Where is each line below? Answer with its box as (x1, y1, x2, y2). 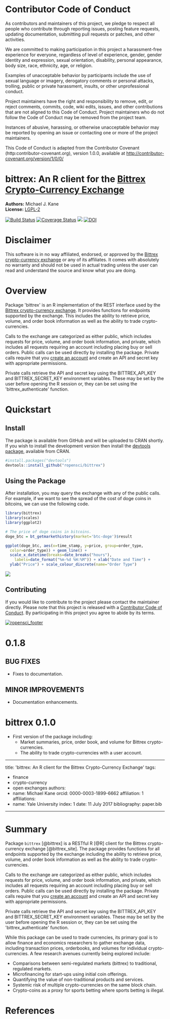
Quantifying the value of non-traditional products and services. (12, 976, 144, 983)
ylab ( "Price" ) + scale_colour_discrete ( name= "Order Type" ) (10, 562, 137, 567)
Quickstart (5, 404, 52, 415)
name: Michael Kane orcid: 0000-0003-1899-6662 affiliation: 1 (12, 790, 144, 796)
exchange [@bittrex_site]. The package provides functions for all (25, 845, 160, 852)
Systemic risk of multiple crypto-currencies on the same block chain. (12, 982, 157, 988)
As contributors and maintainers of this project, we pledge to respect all (5, 20, 155, 26)
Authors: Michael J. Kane (5, 201, 59, 207)
